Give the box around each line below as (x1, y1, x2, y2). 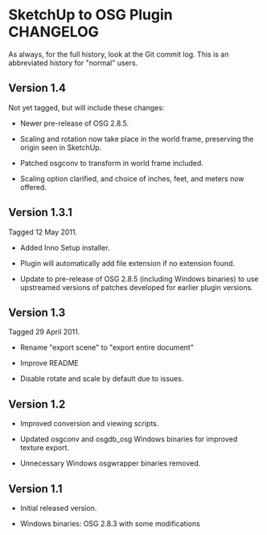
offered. (19, 182, 47, 192)
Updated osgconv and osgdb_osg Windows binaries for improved (19, 434, 238, 444)
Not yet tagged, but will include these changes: (8, 102, 165, 112)
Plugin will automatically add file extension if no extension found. (19, 258, 236, 267)
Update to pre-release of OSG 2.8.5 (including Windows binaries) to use (19, 274, 259, 284)
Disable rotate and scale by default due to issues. (19, 374, 184, 384)
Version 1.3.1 (8, 205, 72, 219)
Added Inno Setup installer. (19, 243, 110, 252)
